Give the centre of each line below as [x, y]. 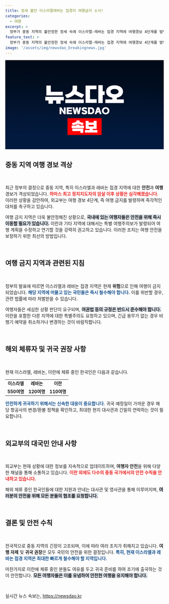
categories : [18, 16]
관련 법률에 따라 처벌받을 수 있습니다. [41, 298]
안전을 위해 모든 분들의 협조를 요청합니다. [58, 496]
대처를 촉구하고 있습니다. [29, 207]
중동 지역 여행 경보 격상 [39, 164]
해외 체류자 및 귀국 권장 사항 [46, 349]
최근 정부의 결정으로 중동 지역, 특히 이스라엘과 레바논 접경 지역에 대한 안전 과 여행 [84, 188]
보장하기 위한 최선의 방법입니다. [36, 236]
